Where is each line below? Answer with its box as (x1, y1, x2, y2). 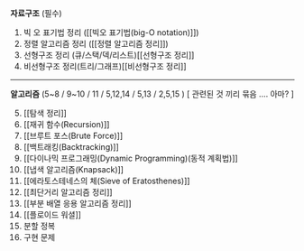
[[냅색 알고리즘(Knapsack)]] (23, 164, 124, 174)
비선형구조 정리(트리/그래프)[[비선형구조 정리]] (23, 61, 188, 71)
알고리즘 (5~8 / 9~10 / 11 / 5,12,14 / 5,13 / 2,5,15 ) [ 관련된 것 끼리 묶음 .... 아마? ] (10, 88, 294, 99)
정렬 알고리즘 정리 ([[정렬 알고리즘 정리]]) (23, 39, 170, 49)
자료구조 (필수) (10, 8, 62, 18)
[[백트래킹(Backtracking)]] (23, 142, 120, 152)
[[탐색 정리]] (23, 107, 67, 118)
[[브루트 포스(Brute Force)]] (23, 130, 124, 141)
